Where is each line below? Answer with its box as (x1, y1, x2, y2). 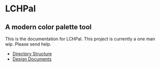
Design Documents (12, 56, 52, 62)
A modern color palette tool (5, 23, 92, 31)
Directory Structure (12, 51, 52, 57)
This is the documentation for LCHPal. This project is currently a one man (5, 36, 156, 42)
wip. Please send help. (5, 41, 52, 47)
